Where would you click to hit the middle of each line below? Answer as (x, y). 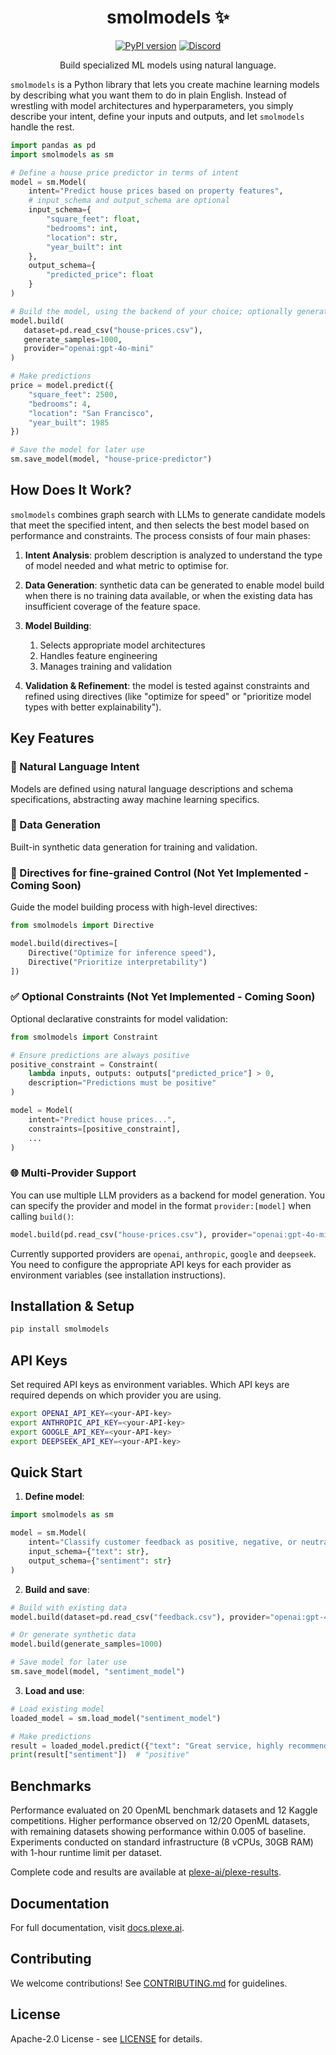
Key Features (52, 738)
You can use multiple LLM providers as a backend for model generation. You (167, 1195)
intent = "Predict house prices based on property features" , (156, 191)
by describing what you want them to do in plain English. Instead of (148, 95)
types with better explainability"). (93, 707)
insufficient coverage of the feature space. (112, 606)
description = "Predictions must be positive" (122, 1083)
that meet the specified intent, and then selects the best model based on (160, 525)
